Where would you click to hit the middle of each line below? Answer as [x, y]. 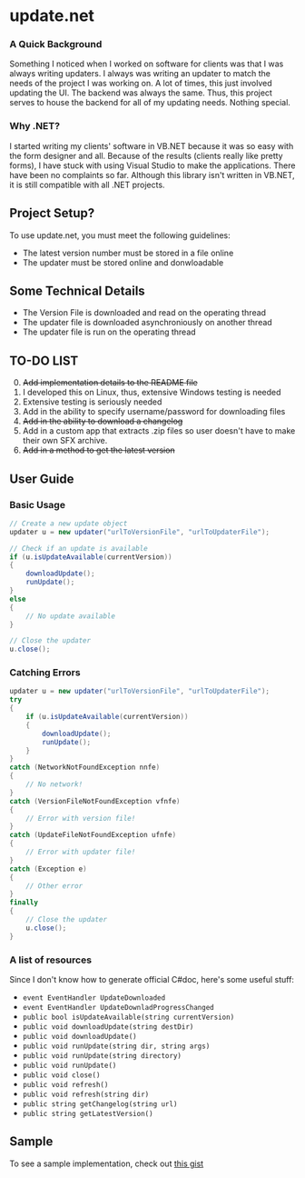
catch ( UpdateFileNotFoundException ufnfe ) [93, 835]
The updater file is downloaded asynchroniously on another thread [147, 323]
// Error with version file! [81, 818]
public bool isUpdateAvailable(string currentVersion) [128, 1017]
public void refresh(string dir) [86, 1094]
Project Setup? [52, 213]
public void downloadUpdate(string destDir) [108, 1027]
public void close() [61, 1075]
